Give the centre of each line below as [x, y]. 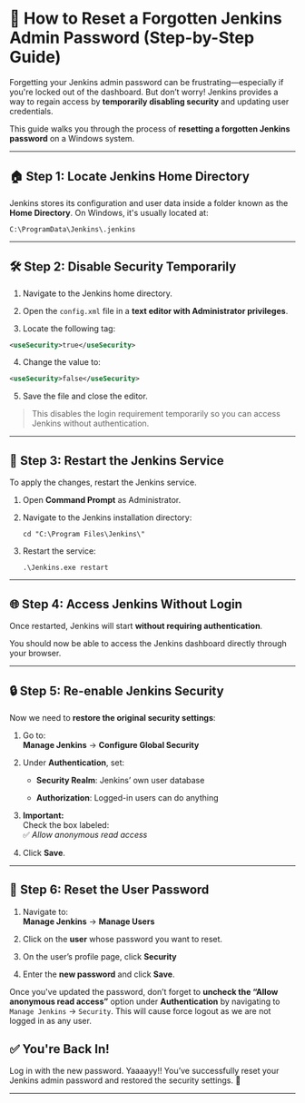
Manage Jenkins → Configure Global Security [111, 744]
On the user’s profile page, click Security [99, 956]
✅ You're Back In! [60, 1049]
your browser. [35, 653]
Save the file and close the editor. [85, 396]
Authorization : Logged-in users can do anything [128, 797]
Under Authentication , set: [74, 763]
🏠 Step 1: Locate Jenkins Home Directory [129, 177]
